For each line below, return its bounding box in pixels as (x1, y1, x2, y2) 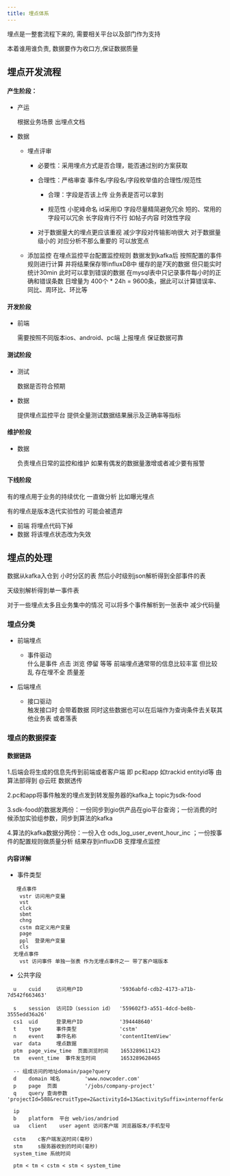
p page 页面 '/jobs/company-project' (13, 1083, 155, 1090)
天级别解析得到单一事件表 (7, 586, 79, 594)
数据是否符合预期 (16, 382, 66, 390)
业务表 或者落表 (33, 714, 77, 723)
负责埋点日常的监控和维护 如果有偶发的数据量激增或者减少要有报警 (16, 458, 205, 467)
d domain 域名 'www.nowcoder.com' (13, 1075, 140, 1083)
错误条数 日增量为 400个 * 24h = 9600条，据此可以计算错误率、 (39, 277, 220, 285)
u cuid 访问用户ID (13, 986, 84, 993)
